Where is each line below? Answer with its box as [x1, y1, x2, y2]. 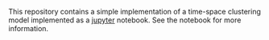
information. [8, 24, 49, 33]
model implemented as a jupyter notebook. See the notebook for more [8, 15, 242, 25]
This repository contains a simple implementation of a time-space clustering [8, 7, 262, 16]
